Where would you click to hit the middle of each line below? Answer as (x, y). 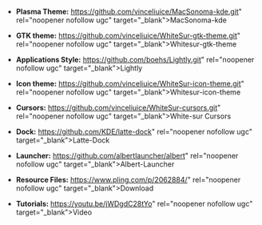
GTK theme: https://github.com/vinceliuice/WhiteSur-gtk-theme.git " (128, 36)
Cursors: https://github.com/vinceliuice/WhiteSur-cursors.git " (118, 108)
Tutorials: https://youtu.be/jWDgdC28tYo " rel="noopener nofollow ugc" (134, 204)
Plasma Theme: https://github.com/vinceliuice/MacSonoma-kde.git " (129, 12)
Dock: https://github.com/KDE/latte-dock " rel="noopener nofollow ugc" (134, 132)
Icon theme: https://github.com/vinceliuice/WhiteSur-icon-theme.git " (130, 84)
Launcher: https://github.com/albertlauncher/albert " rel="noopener (127, 156)
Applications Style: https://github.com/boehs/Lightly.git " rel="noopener (135, 60)
